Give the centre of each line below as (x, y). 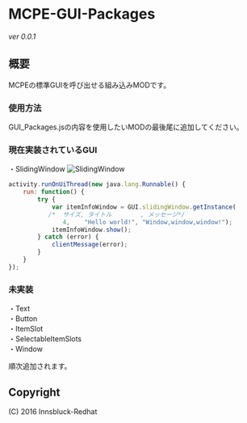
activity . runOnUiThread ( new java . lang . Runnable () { (97, 184)
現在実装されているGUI (53, 150)
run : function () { (54, 192)
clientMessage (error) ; (90, 245)
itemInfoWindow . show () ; (91, 230)
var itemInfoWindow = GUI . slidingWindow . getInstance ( (144, 207)
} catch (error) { (68, 237)
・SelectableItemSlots (45, 339)
